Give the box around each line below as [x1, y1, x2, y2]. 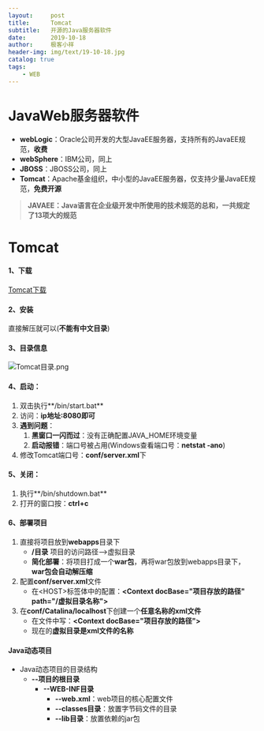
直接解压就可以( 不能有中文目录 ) [8, 324, 110, 333]
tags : [8, 63, 26, 71]
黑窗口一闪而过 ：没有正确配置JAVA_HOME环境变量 [31, 430, 198, 440]
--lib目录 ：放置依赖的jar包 [54, 714, 140, 723]
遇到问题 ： [19, 420, 55, 430]
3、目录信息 [8, 343, 48, 352]
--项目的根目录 [31, 674, 80, 684]
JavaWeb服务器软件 [8, 107, 139, 125]
